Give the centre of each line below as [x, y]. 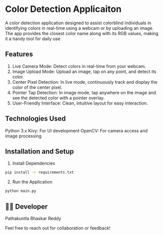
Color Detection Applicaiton [63, 9]
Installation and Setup [40, 151]
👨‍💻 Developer [26, 206]
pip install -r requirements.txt [40, 173]
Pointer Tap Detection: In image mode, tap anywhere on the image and [84, 92]
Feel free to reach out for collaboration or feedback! [58, 228]
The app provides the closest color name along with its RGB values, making [82, 33]
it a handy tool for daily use [33, 39]
